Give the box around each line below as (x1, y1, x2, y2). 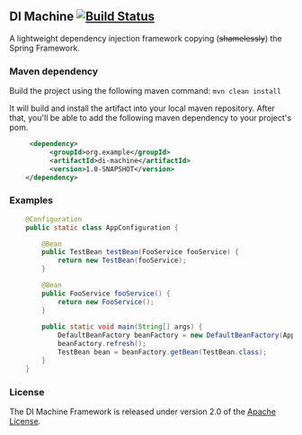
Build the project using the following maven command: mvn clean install (9, 86, 281, 96)
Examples (9, 195, 54, 207)
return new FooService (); (57, 297, 155, 306)
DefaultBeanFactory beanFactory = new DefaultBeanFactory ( (57, 331, 283, 340)
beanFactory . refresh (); (57, 340, 147, 349)
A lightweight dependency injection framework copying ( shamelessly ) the (9, 32, 282, 43)
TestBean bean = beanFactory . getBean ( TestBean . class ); (57, 348, 268, 357)
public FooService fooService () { (41, 289, 171, 298)
